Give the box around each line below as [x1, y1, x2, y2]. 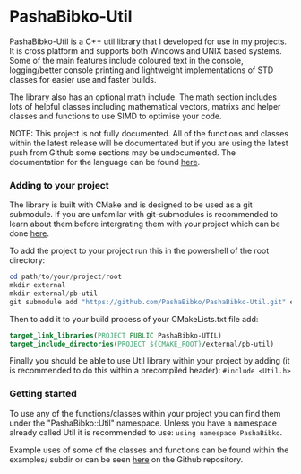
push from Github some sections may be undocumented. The [9, 146, 236, 158]
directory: [9, 255, 46, 266]
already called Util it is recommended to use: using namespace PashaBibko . [9, 426, 283, 437]
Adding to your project [9, 179, 109, 191]
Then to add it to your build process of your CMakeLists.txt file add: [9, 313, 259, 324]
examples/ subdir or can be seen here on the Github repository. [9, 453, 244, 464]
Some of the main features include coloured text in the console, [9, 55, 244, 66]
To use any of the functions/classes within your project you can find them [9, 408, 281, 418]
